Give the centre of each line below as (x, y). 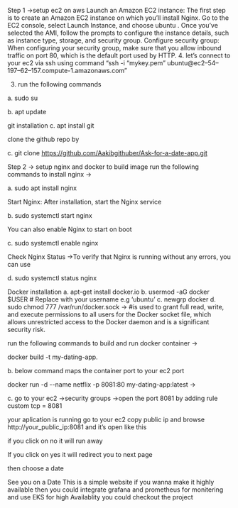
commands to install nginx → (50, 174)
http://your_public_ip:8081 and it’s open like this (77, 427)
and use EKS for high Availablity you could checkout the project (100, 497)
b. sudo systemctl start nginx (50, 215)
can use (19, 264)
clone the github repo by (43, 139)
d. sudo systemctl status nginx (52, 278)
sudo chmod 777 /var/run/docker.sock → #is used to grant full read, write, (116, 307)
